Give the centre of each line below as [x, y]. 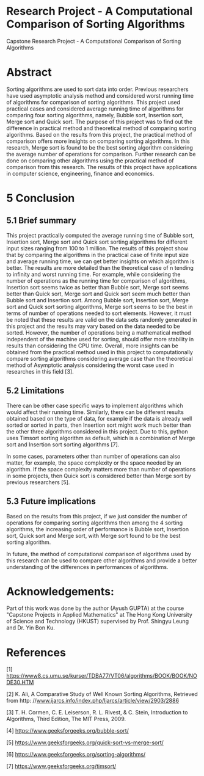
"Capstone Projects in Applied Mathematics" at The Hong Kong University [99, 615]
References [36, 652]
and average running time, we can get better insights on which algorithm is [100, 261]
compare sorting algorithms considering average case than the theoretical [100, 358]
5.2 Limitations [35, 391]
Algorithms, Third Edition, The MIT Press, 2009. [66, 719]
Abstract [29, 72]
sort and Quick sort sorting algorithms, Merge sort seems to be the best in [100, 306]
